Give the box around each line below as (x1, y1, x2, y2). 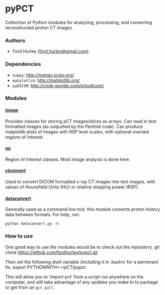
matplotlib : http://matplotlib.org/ (12, 77, 80, 83)
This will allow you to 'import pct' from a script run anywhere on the (5, 274, 144, 280)
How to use (5, 233, 33, 239)
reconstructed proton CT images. (5, 24, 74, 30)
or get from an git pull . (5, 284, 55, 290)
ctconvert (5, 168, 26, 174)
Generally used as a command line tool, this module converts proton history (5, 206, 160, 212)
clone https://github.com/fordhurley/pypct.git (5, 249, 98, 255)
